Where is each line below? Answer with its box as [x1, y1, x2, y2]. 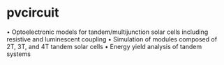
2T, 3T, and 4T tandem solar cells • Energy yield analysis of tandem [6, 42, 202, 50]
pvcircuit [6, 5, 59, 21]
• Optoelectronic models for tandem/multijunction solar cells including [6, 28, 209, 36]
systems [6, 50, 31, 58]
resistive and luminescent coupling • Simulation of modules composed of [6, 35, 218, 43]
